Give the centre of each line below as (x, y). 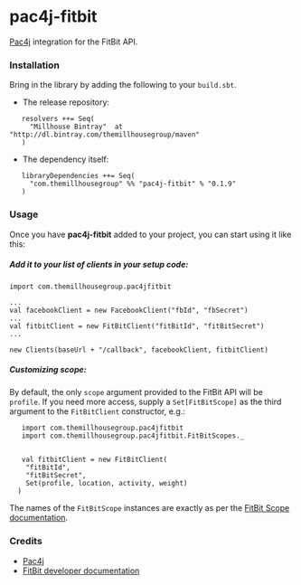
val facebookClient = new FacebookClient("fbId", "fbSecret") (129, 310)
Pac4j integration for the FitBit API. (74, 42)
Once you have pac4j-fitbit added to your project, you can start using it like (150, 234)
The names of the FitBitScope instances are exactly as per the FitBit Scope (150, 508)
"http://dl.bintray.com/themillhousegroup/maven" (105, 135)
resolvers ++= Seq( (58, 119)
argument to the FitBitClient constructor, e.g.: (97, 411)
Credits (26, 542)
